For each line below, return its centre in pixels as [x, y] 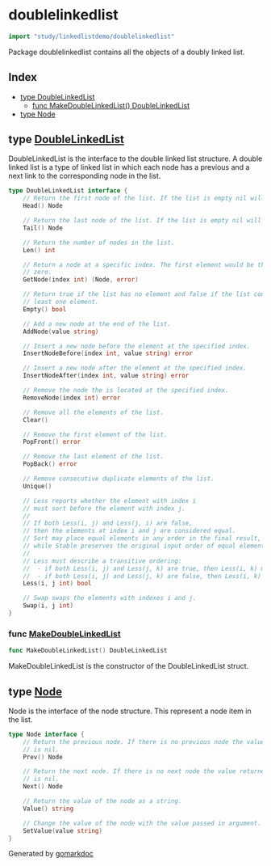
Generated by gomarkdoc [51, 854]
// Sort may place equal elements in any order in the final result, [142, 539]
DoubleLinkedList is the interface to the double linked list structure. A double [135, 158]
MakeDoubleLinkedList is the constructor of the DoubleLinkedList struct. [129, 666]
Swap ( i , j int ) [48, 606]
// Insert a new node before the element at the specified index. [137, 346]
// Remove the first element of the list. [95, 434]
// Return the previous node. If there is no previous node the [133, 741]
